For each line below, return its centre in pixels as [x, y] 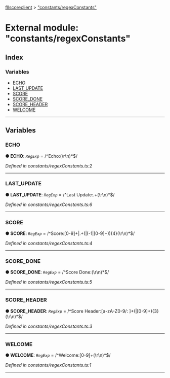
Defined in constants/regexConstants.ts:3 [49, 326]
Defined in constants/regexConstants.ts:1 [48, 365]
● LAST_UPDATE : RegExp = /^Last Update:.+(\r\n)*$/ [60, 194]
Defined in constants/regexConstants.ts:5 [49, 282]
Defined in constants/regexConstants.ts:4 [49, 244]
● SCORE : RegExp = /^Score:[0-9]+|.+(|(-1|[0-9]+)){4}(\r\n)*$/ [70, 233]
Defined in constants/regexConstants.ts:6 [49, 204]
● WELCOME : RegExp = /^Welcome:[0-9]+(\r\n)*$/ [58, 355]
